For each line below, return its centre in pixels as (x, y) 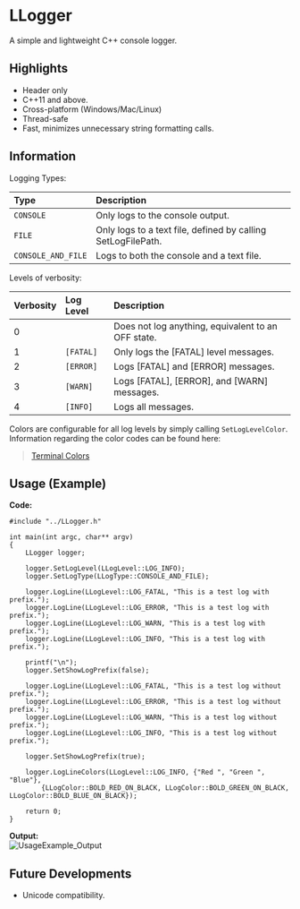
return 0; (44, 811)
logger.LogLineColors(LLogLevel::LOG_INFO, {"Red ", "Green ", (146, 772)
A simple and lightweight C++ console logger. (93, 40)
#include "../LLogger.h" (55, 522)
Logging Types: (38, 178)
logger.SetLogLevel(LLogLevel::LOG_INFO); (105, 569)
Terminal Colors (60, 455)
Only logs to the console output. (162, 215)
